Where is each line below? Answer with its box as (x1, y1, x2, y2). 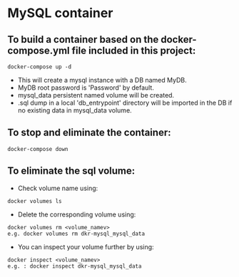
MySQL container (7, 5, 113, 21)
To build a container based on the (7, 33, 159, 46)
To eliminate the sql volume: (7, 165, 136, 177)
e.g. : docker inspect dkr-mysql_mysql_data (7, 262, 142, 270)
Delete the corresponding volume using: (17, 210, 136, 219)
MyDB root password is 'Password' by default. (17, 83, 155, 92)
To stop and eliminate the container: (7, 127, 171, 139)
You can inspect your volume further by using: (17, 242, 155, 251)
